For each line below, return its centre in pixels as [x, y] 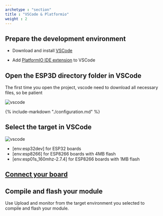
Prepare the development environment [66, 39]
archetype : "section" [28, 10]
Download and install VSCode [42, 51]
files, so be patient [24, 93]
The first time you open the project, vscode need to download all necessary [82, 87]
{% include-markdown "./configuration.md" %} [53, 112]
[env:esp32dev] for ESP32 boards [47, 149]
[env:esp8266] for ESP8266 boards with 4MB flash [64, 154]
